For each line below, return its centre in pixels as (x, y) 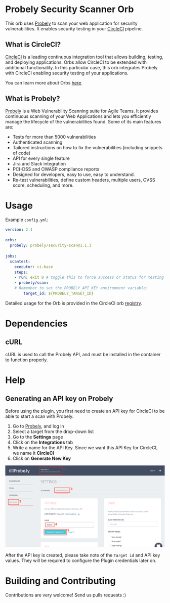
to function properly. (27, 360)
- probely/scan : (32, 283)
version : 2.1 (19, 229)
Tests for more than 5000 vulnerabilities (54, 137)
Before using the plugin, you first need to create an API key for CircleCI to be (85, 411)
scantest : (20, 262)
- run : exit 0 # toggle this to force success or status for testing (89, 277)
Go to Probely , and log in (38, 426)
